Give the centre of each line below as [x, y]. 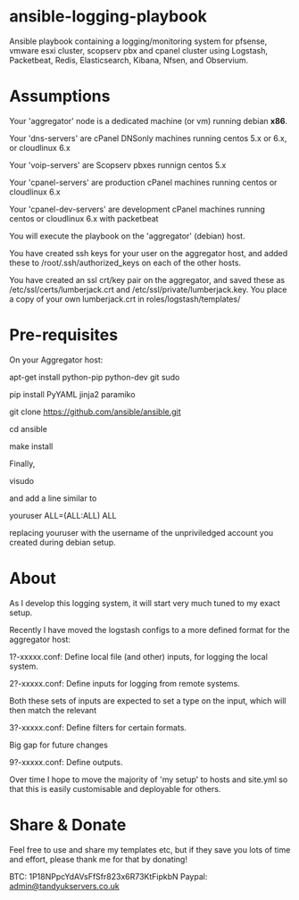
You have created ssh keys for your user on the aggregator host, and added [149, 253]
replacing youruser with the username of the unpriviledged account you [141, 532]
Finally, [22, 463]
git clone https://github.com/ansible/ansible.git [95, 412]
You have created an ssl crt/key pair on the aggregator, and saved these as [147, 279]
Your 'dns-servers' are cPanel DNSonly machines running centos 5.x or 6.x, [148, 138]
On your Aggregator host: [56, 360]
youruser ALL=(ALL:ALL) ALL [63, 515]
